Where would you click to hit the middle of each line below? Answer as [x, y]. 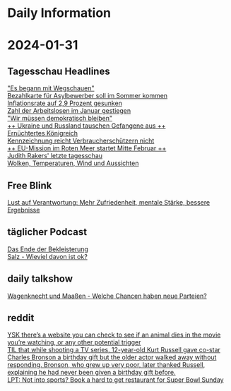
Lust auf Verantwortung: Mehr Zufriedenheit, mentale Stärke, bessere [109, 202]
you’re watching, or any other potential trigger [74, 342]
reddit [21, 318]
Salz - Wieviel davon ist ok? [48, 256]
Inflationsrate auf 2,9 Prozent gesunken [65, 103]
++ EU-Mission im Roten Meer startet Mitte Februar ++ [87, 148]
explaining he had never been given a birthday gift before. [91, 373]
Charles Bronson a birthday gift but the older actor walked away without [112, 357]
